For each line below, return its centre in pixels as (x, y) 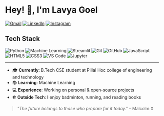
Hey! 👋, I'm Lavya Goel (51, 10)
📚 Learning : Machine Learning (44, 82)
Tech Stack (22, 39)
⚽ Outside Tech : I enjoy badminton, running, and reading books (76, 97)
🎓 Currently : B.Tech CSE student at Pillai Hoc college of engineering (82, 70)
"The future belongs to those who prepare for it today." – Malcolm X (85, 108)
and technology (28, 77)
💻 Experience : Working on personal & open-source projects (73, 90)
